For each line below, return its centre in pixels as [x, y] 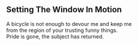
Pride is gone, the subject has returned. [55, 36]
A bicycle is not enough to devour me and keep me [69, 24]
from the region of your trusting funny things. [62, 30]
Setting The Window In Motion [64, 10]
